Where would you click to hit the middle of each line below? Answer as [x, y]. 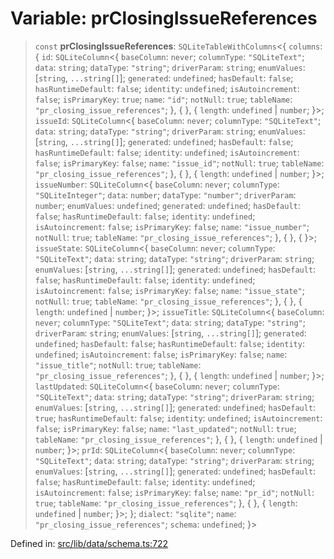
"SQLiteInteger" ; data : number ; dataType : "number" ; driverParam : [165, 194]
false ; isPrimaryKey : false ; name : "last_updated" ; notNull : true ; [165, 428]
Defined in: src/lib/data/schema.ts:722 [89, 543]
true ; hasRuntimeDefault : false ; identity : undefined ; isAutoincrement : [178, 418]
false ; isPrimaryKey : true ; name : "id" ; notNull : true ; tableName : [163, 99]
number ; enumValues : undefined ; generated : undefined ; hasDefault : [167, 205]
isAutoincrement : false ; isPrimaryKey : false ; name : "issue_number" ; [172, 226]
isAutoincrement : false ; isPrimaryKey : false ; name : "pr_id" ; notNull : [174, 492]
